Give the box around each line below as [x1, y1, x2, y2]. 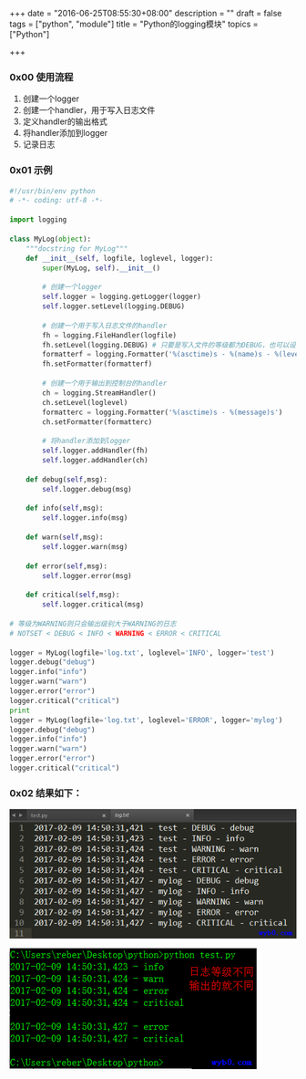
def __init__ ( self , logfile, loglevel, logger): [25, 254, 214, 263]
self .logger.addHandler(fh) [42, 446, 148, 455]
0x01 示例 [9, 164, 53, 177]
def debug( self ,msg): [25, 474, 107, 484]
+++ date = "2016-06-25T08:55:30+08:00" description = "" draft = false [9, 8, 282, 18]
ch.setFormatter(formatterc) [42, 417, 153, 427]
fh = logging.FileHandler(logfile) [42, 330, 178, 340]
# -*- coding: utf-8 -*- [9, 196, 104, 205]
